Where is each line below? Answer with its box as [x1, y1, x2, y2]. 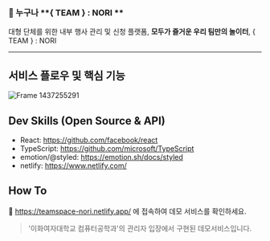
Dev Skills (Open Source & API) [8, 114, 166, 128]
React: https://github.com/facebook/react [19, 135, 158, 145]
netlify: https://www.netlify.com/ [19, 161, 127, 170]
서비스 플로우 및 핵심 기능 [8, 68, 126, 82]
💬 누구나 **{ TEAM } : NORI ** [8, 6, 125, 18]
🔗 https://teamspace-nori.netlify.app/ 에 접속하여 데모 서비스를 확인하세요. [8, 206, 247, 216]
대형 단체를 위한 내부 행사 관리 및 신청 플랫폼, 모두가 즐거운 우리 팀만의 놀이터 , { [8, 27, 256, 37]
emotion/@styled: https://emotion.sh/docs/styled [19, 152, 183, 161]
